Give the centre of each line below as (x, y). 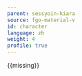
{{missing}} (23, 65)
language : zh (26, 33)
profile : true (28, 46)
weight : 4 (21, 39)
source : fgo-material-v (41, 20)
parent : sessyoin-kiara (41, 13)
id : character (28, 26)
